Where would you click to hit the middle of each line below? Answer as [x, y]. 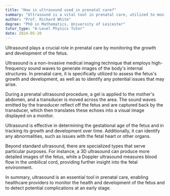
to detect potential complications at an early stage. [58, 188]
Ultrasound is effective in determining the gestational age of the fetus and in [85, 125]
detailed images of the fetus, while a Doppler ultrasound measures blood [81, 157]
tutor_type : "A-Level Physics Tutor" [45, 29]
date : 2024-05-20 [24, 33]
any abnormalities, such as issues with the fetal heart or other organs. [78, 136]
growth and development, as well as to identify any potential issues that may [85, 79]
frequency [16, 68]
